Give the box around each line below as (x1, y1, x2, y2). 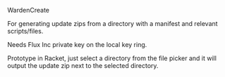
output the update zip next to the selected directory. (7, 62, 159, 69)
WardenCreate (7, 6, 50, 14)
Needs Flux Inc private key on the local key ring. (7, 41, 147, 48)
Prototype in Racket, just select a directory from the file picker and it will (7, 54, 217, 62)
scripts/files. (7, 27, 44, 35)
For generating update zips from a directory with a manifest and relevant (7, 20, 218, 27)
